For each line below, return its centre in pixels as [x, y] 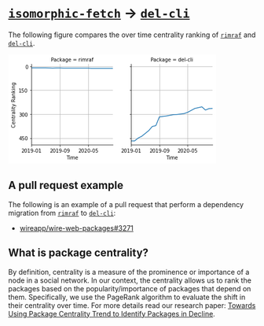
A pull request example [66, 185]
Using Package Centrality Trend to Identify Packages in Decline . [112, 313]
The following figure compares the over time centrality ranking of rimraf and [132, 35]
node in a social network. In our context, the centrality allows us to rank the [130, 280]
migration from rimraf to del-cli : [62, 213]
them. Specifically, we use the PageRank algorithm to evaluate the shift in [127, 297]
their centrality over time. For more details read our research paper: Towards [132, 305]
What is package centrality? [79, 253]
